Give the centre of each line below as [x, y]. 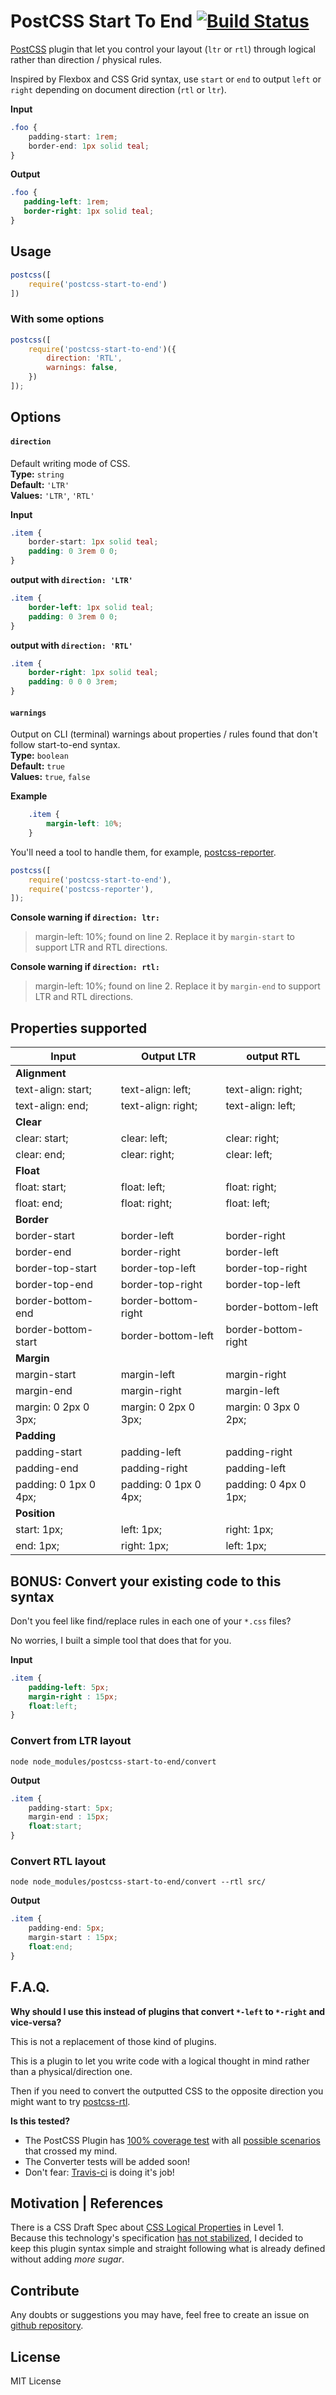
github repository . [47, 2326]
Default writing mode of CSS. [70, 463]
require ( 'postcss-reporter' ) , [91, 889]
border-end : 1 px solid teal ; [89, 146]
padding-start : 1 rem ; [73, 136]
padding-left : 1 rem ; [66, 202]
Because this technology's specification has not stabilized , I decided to [157, 2238]
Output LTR [169, 1057]
